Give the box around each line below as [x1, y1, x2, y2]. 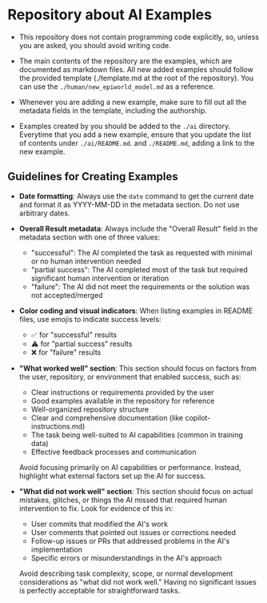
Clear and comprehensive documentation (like [30, 412, 184, 422]
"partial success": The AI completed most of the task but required [30, 264, 249, 274]
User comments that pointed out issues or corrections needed [30, 527, 237, 537]
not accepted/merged [30, 290, 103, 299]
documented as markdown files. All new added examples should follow [18, 64, 253, 74]
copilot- [185, 412, 211, 422]
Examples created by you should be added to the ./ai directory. [18, 121, 231, 131]
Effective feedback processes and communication [30, 447, 197, 456]
